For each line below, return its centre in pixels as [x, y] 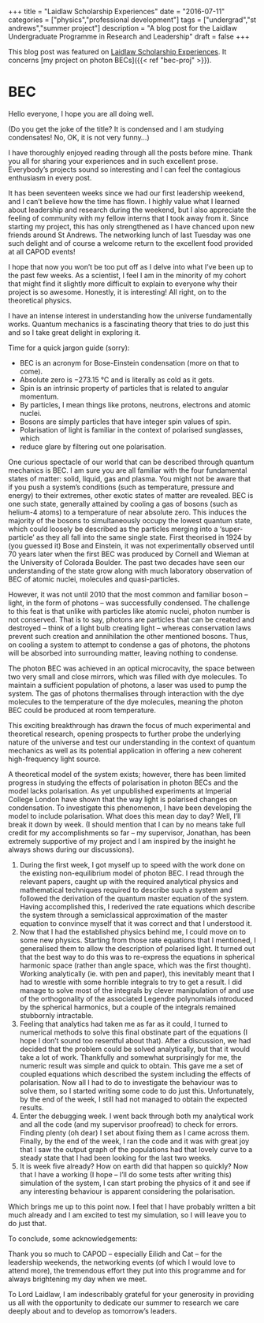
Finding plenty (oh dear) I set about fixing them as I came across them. [134, 1132]
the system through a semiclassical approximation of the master [124, 915]
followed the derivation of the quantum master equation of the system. [134, 898]
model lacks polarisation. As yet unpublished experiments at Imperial [120, 790]
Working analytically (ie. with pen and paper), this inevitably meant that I [137, 973]
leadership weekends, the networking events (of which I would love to [122, 1262]
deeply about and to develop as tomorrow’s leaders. [93, 1310]
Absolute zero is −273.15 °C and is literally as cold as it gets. [117, 379]
